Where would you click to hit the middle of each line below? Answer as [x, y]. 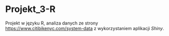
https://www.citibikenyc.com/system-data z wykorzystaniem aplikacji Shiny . [85, 28]
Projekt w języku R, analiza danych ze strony [52, 23]
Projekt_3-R [30, 9]
